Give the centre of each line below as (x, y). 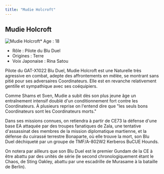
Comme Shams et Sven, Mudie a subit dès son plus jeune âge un (70, 96)
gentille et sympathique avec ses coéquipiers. (51, 86)
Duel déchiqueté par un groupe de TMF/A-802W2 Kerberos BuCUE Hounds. (82, 142)
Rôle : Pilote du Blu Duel (36, 51)
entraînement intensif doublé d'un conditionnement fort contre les (71, 101)
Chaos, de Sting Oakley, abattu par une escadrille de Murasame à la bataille (82, 162)
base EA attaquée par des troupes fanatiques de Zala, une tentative (73, 126)
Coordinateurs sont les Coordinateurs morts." (51, 111)
